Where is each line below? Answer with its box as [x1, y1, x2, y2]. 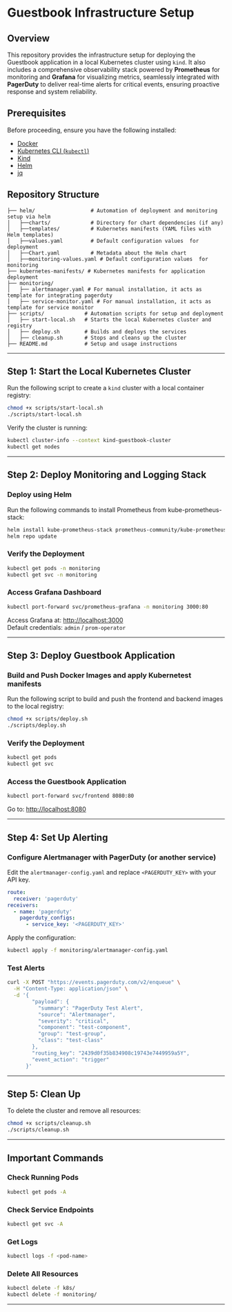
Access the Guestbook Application [7, 777, 126, 786]
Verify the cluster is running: [7, 423, 88, 432]
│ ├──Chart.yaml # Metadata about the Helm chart [7, 249, 187, 257]
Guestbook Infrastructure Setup [7, 5, 195, 21]
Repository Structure [7, 189, 100, 201]
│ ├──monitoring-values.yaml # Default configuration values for [7, 255, 209, 262]
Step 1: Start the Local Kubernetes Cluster [7, 365, 191, 378]
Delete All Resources [7, 1269, 79, 1278]
